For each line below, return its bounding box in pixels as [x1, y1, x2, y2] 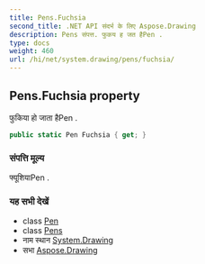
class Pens [22, 225, 63, 236]
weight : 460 [9, 47, 54, 56]
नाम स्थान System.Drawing [22, 235, 114, 246]
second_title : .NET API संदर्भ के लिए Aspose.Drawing [9, 22, 196, 31]
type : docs [9, 38, 50, 48]
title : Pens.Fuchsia [9, 13, 87, 23]
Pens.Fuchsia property [9, 88, 141, 104]
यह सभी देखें [9, 195, 49, 207]
